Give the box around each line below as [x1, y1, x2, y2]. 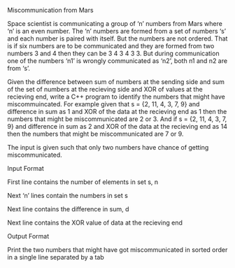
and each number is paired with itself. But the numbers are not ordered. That [7, 34, 228, 43]
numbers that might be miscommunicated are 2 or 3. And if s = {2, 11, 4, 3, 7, [7, 115, 227, 123]
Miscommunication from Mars [7, 6, 94, 14]
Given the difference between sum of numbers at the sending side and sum [7, 78, 225, 86]
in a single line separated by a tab [7, 253, 105, 261]
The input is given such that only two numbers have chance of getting [7, 143, 209, 151]
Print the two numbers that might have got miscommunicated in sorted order [7, 246, 228, 254]
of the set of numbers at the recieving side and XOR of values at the [7, 85, 203, 93]
